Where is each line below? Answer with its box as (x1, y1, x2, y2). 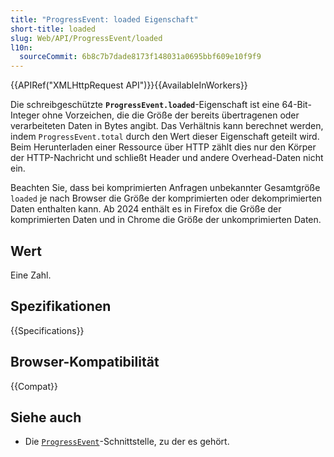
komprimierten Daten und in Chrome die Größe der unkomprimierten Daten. (10, 214, 322, 226)
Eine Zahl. (10, 269, 52, 281)
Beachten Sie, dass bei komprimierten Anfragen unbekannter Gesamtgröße (10, 182, 321, 194)
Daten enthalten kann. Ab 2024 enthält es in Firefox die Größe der (10, 203, 282, 215)
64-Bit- (281, 99, 312, 111)
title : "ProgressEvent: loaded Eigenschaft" (10, 14, 199, 25)
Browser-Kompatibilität (10, 354, 160, 371)
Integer (10, 109, 40, 121)
